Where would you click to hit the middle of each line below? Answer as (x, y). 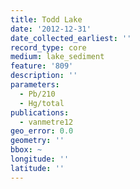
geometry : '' (37, 141)
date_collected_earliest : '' (71, 38)
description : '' (44, 76)
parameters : (35, 85)
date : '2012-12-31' (51, 29)
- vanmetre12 (46, 122)
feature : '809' (42, 66)
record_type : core (48, 47)
